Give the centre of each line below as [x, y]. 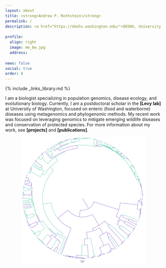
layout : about [20, 10]
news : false [17, 63]
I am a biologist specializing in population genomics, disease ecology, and [81, 98]
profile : [14, 37]
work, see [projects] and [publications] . [47, 130]
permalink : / [19, 21]
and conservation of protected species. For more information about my [78, 125]
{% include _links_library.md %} [38, 89]
